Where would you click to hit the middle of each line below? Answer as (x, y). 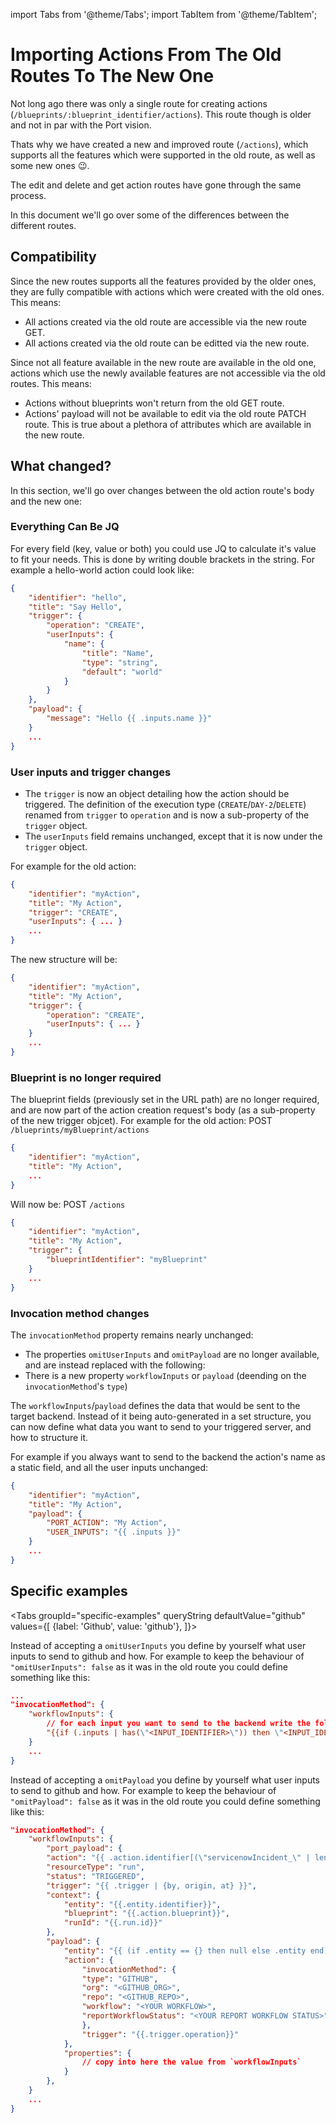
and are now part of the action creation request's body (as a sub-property (163, 1110)
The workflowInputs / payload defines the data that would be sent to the (155, 1405)
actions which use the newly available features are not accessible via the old (168, 373)
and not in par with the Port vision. (81, 125)
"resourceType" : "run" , (95, 1867)
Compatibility (53, 257)
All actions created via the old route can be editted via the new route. (167, 343)
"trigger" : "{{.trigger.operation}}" (160, 2034)
